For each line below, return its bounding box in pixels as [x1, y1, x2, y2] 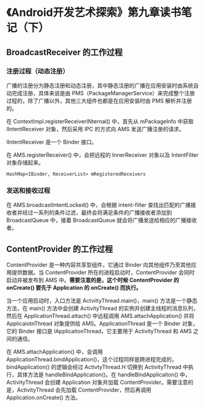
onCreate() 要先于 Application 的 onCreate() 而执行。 [6, 284, 142, 291]
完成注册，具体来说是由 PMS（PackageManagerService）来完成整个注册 [11, 89, 195, 96]
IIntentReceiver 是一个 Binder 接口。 [6, 138, 98, 145]
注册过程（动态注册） [6, 67, 69, 75]
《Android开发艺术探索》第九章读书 [6, 5, 181, 20]
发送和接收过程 [6, 186, 51, 195]
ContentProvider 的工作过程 [6, 243, 113, 254]
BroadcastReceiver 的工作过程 [6, 47, 123, 57]
